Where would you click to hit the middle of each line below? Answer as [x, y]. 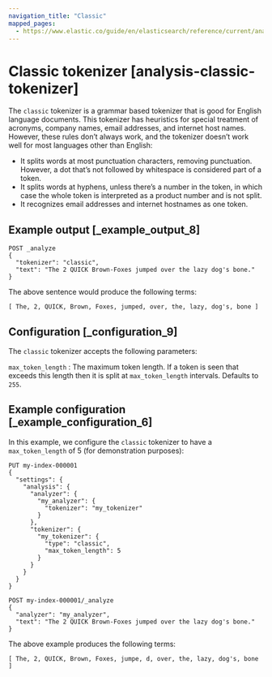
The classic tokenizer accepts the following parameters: [103, 351]
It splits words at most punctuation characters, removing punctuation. [136, 161]
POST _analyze [32, 248]
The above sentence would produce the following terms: [102, 292]
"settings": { [39, 480]
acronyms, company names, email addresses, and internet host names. [127, 128]
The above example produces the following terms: [92, 644]
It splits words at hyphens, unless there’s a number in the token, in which [141, 187]
